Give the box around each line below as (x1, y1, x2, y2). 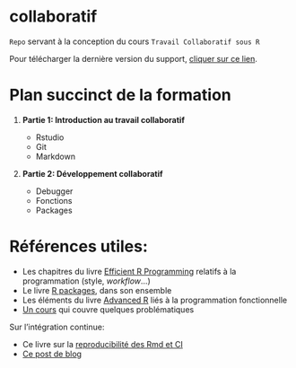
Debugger (35, 186, 74, 197)
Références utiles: (9, 236, 148, 257)
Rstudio (35, 132, 65, 143)
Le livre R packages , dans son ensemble (22, 285, 172, 295)
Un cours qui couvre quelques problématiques (22, 303, 195, 315)
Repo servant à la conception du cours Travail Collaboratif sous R (9, 36, 260, 47)
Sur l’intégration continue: (9, 321, 105, 332)
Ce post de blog (22, 348, 83, 359)
